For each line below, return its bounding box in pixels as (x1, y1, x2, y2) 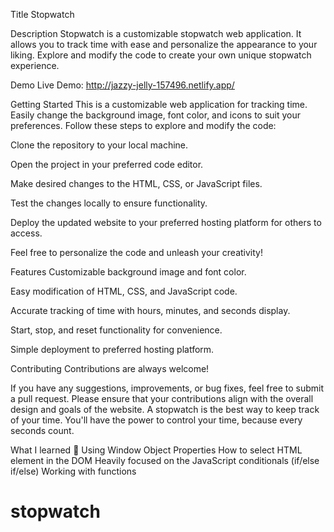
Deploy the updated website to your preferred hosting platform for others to (10, 217, 322, 228)
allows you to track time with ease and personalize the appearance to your (10, 39, 318, 50)
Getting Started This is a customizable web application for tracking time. (10, 99, 308, 110)
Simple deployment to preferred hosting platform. (10, 344, 215, 355)
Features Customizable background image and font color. (10, 266, 247, 278)
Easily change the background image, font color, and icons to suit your (10, 109, 302, 121)
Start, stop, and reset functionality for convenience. (10, 324, 223, 336)
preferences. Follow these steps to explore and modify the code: (10, 120, 277, 131)
